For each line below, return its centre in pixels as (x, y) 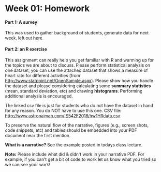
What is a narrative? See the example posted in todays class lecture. (74, 145)
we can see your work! (28, 164)
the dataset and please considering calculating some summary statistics (78, 86)
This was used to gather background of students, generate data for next (77, 33)
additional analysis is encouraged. (39, 96)
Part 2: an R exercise (26, 49)
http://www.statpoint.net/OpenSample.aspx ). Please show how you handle (79, 80)
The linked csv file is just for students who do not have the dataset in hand (79, 105)
